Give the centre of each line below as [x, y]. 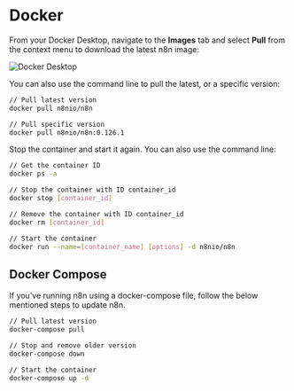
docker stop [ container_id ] [61, 199]
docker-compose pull [47, 330]
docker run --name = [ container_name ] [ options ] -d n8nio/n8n [123, 246]
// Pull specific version [57, 124]
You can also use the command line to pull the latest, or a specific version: [145, 83]
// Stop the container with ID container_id [93, 190]
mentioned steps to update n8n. [67, 305]
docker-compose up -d [49, 378]
